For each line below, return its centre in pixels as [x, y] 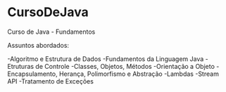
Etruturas [20, 66]
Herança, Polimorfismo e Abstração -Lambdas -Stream [139, 74]
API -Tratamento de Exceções [50, 81]
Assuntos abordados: [38, 45]
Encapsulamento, [32, 74]
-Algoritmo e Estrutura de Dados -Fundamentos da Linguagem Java [106, 59]
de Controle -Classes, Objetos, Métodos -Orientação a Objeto [125, 66]
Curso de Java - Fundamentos [51, 32]
